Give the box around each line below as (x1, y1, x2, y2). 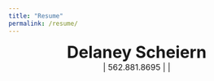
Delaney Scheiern (66, 41, 207, 62)
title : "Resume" (8, 11, 63, 20)
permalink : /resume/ (8, 19, 79, 28)
